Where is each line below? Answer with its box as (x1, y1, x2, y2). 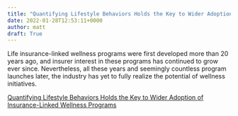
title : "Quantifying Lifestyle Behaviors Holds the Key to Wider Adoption (7, 10, 233, 18)
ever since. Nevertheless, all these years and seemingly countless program (7, 64, 227, 73)
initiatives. (7, 79, 38, 88)
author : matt (7, 23, 46, 30)
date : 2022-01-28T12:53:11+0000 (7, 17, 103, 24)
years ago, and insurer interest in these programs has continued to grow (7, 57, 218, 66)
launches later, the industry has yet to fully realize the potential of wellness (7, 72, 225, 81)
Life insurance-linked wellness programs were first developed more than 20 (7, 50, 229, 58)
